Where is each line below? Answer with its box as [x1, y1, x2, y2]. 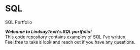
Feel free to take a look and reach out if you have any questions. [5, 39, 136, 45]
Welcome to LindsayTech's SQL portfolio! [5, 28, 92, 34]
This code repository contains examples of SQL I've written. [5, 34, 127, 40]
